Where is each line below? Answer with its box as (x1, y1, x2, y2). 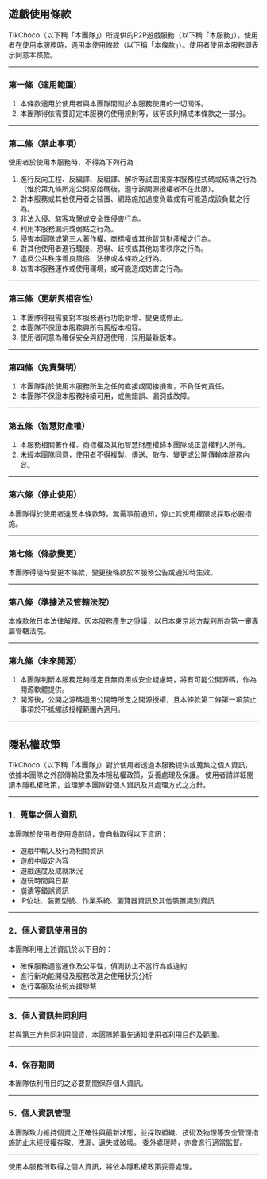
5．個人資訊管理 (8, 1107, 71, 1119)
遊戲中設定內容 (19, 856, 69, 865)
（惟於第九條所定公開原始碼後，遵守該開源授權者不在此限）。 (19, 184, 219, 194)
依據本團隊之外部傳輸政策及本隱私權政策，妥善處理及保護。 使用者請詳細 (8, 770, 247, 780)
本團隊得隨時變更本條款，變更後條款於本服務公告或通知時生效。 (8, 567, 217, 577)
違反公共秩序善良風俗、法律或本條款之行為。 (19, 253, 167, 264)
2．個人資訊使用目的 (8, 925, 87, 936)
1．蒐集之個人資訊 (8, 810, 77, 821)
